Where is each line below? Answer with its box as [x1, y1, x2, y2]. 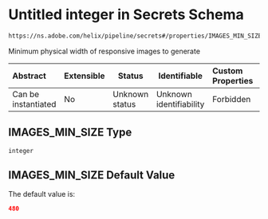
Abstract [12, 70, 46, 81]
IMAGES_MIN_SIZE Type [8, 126, 132, 139]
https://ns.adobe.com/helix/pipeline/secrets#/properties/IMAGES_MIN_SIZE [8, 32, 262, 40]
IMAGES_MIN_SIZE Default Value [8, 169, 175, 182]
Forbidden [212, 93, 251, 104]
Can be [12, 88, 40, 100]
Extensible [63, 70, 105, 81]
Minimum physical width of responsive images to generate [8, 46, 201, 56]
